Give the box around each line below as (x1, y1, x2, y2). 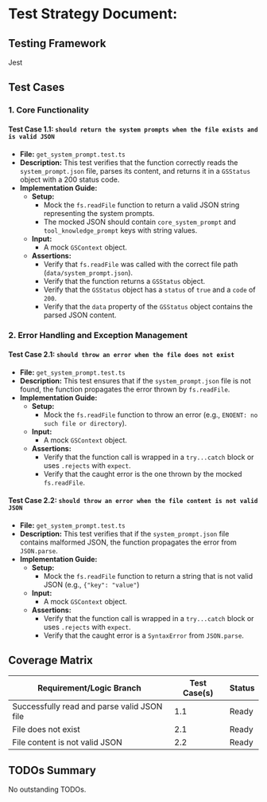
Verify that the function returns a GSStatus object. (43, 276, 206, 285)
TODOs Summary (8, 764, 97, 777)
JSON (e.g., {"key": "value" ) (43, 580, 140, 589)
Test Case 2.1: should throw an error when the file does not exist (8, 350, 235, 360)
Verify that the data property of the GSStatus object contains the (43, 301, 253, 311)
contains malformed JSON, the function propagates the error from (19, 537, 237, 547)
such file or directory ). (43, 418, 127, 427)
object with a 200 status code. (19, 175, 120, 184)
